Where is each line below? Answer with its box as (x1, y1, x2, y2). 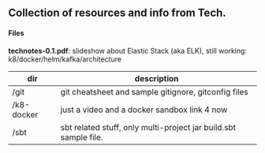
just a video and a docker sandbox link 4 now (60, 104, 228, 115)
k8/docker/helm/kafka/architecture (8, 54, 122, 64)
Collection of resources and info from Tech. (8, 6, 226, 20)
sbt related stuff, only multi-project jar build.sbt (60, 121, 237, 132)
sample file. (60, 132, 104, 143)
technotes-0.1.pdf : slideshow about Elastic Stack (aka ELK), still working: (8, 46, 247, 55)
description (134, 73, 179, 84)
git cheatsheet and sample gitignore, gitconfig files (60, 86, 248, 97)
